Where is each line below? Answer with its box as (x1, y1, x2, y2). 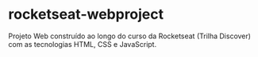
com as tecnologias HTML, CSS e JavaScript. (8, 39, 157, 48)
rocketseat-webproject (8, 5, 164, 23)
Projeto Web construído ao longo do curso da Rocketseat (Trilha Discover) (8, 31, 252, 41)
